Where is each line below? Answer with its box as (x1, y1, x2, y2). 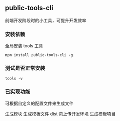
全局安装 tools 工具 (5, 43, 43, 49)
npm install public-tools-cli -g (5, 53, 73, 58)
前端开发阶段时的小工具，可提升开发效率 (5, 17, 86, 23)
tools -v (5, 76, 23, 81)
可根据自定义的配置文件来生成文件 (5, 100, 74, 106)
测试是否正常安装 (5, 65, 45, 72)
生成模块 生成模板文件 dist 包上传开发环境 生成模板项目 (5, 111, 116, 117)
